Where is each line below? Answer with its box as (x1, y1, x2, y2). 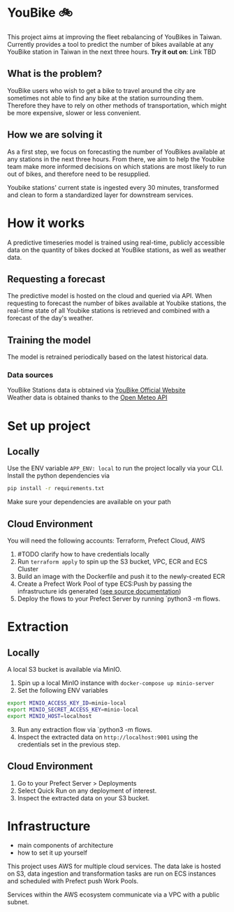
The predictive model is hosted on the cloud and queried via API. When (7, 292, 212, 300)
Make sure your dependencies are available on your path (7, 498, 171, 506)
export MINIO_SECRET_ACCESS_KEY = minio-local (7, 706, 139, 713)
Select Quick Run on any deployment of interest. (17, 786, 157, 795)
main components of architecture (17, 841, 114, 850)
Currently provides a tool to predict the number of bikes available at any (7, 40, 214, 48)
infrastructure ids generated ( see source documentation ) (17, 587, 182, 596)
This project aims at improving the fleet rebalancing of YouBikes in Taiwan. (7, 32, 222, 41)
